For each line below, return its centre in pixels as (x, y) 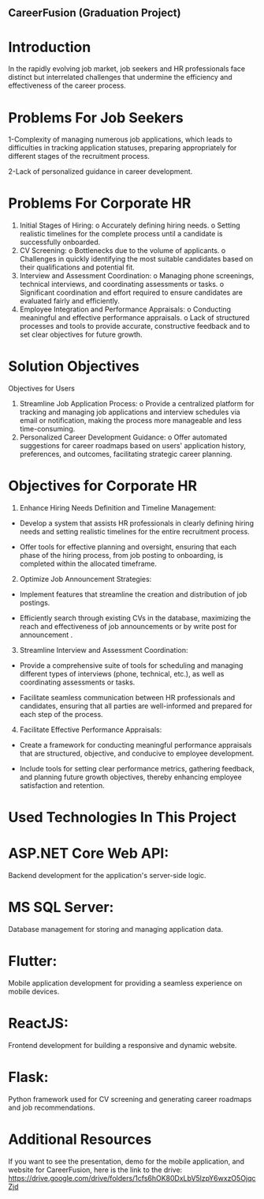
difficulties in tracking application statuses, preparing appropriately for (123, 148)
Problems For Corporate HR (100, 204)
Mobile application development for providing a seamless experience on (125, 983)
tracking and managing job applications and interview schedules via (130, 412)
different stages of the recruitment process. (79, 156)
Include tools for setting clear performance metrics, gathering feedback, (137, 769)
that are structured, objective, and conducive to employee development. (137, 753)
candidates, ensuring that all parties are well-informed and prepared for (136, 706)
